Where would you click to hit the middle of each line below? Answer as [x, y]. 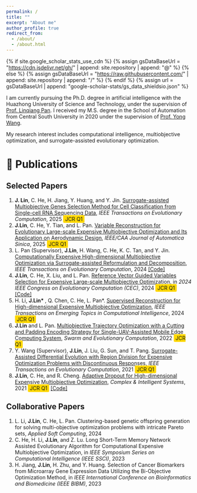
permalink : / [22, 11]
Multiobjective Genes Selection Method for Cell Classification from [95, 206]
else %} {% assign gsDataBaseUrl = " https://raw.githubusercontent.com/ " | [97, 74]
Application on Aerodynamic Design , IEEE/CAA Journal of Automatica [99, 238]
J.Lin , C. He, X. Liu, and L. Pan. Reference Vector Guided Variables [95, 275]
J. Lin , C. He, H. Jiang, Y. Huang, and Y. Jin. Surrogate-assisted [92, 200]
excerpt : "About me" [31, 22]
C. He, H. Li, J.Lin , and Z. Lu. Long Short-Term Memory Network [93, 439]
